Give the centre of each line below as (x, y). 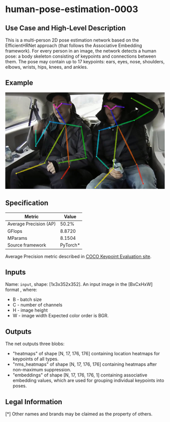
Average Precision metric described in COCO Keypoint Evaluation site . (78, 256)
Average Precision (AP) (32, 224)
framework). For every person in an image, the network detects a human (81, 51)
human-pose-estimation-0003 (72, 9)
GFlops (15, 231)
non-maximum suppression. (42, 370)
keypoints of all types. (36, 359)
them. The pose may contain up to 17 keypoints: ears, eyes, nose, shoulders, (85, 61)
